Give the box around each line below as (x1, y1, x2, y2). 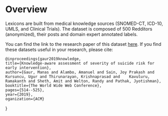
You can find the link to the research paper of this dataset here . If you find (5, 41, 161, 47)
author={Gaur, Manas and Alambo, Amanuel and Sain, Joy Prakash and (5, 70, 155, 75)
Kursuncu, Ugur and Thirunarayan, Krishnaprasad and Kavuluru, (5, 74, 150, 79)
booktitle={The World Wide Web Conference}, (5, 83, 102, 88)
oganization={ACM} (5, 96, 45, 101)
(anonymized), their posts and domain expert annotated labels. (5, 31, 138, 37)
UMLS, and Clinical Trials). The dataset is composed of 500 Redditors (5, 25, 153, 32)
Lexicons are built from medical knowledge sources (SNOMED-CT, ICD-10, (5, 20, 163, 26)
